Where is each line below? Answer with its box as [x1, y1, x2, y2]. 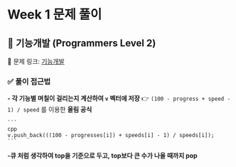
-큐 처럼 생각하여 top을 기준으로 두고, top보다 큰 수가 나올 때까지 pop [7, 151, 198, 160]
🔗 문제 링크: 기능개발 [7, 58, 65, 65]
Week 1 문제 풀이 [7, 6, 102, 23]
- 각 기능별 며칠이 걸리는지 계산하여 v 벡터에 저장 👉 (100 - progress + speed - [7, 94, 231, 103]
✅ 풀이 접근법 [7, 76, 51, 86]
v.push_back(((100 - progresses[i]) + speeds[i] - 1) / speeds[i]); [7, 132, 215, 139]
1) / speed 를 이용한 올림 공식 [7, 105, 92, 114]
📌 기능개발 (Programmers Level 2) [7, 37, 156, 49]
